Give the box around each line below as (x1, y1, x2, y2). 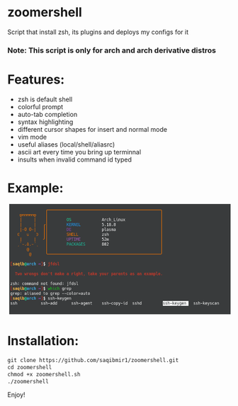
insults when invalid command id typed (17, 155, 132, 164)
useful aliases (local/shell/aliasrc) (17, 140, 115, 149)
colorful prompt (17, 102, 64, 111)
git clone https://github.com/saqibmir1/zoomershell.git (7, 357, 179, 364)
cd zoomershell (7, 364, 52, 371)
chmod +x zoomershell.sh (7, 371, 81, 378)
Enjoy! (7, 390, 26, 399)
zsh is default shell (17, 95, 73, 103)
